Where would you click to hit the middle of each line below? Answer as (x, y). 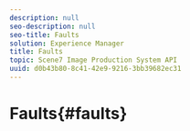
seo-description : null (53, 26)
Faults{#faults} (69, 114)
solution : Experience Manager (67, 43)
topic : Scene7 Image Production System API (94, 60)
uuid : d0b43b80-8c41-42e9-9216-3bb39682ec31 (95, 69)
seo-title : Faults (44, 35)
